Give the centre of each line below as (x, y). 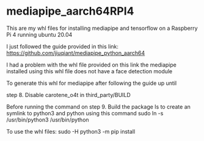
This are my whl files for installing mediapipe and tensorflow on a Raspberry (102, 28)
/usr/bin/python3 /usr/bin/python (48, 120)
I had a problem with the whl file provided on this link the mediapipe (92, 65)
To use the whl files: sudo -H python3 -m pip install (71, 131)
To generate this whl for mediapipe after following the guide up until (92, 83)
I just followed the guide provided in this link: (63, 46)
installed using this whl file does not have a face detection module (89, 71)
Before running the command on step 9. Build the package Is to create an (99, 107)
